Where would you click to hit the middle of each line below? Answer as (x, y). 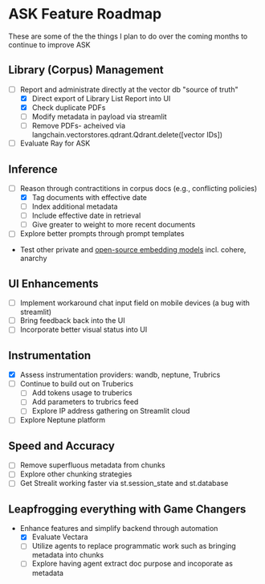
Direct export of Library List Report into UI (101, 98)
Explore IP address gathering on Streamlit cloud (111, 411)
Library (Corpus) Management (86, 70)
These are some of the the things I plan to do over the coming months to (128, 36)
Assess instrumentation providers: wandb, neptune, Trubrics (120, 375)
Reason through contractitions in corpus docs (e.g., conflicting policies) (139, 188)
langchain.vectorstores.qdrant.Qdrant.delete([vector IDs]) (127, 135)
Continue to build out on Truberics (77, 384)
